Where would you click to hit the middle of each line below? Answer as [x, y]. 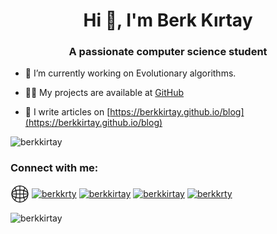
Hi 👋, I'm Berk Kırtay [168, 20]
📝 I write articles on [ [67, 112]
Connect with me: [54, 168]
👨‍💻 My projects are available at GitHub [104, 93]
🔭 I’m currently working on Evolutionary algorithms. [130, 73]
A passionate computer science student [168, 52]
